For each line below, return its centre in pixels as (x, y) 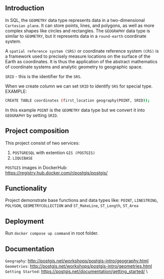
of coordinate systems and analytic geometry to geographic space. (74, 67)
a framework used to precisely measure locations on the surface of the (78, 56)
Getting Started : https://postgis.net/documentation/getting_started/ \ (77, 271)
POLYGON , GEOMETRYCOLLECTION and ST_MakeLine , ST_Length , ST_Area (72, 205)
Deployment (25, 221)
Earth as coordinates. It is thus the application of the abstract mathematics (81, 61)
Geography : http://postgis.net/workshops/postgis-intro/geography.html (77, 261)
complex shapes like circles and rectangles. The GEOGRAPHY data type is (78, 31)
